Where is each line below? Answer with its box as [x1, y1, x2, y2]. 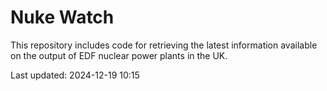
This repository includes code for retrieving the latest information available [10, 39, 318, 51]
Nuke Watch [10, 6, 115, 29]
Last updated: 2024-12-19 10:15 [10, 69, 140, 81]
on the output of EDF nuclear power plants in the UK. [10, 49, 228, 61]
